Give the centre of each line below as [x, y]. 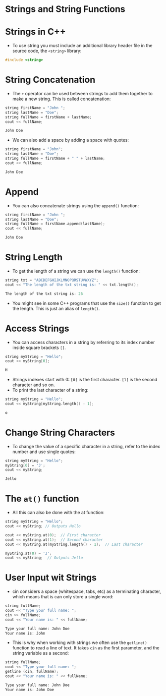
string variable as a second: [41, 653]
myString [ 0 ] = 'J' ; [25, 465]
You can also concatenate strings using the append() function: [76, 205]
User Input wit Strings [51, 578]
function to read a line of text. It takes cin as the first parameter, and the [86, 648]
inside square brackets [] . [39, 348]
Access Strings [37, 328]
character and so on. [33, 385]
